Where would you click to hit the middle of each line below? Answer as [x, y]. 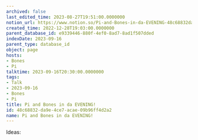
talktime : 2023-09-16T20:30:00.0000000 [55, 72]
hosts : [14, 55]
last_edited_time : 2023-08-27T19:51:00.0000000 [66, 17]
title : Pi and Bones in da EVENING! [51, 104]
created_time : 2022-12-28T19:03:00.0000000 [60, 28]
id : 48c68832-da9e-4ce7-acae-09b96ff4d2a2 [59, 110]
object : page [22, 50]
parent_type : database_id [38, 45]
